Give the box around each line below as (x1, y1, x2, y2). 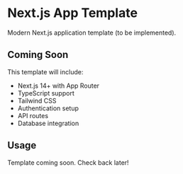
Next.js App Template (7, 5, 138, 21)
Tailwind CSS (17, 96, 57, 105)
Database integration (17, 119, 79, 127)
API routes (17, 111, 48, 120)
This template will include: (7, 67, 84, 76)
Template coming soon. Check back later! (7, 158, 129, 167)
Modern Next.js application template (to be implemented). (7, 28, 177, 37)
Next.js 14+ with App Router (17, 81, 100, 90)
